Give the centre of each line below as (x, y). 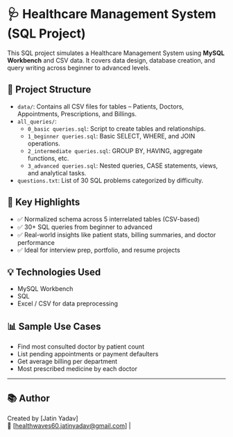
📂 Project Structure (49, 89)
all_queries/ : (37, 121)
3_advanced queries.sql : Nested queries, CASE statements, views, (123, 166)
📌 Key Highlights (44, 202)
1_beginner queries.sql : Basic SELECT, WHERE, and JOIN (111, 136)
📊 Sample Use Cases (54, 326)
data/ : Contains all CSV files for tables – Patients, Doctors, (101, 106)
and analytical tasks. (57, 173)
